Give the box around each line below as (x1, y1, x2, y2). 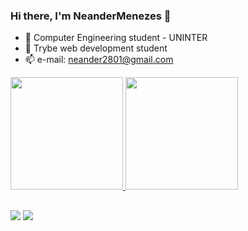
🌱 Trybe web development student (24, 42, 168, 54)
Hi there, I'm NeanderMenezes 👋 (10, 9, 172, 23)
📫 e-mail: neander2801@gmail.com (24, 54, 174, 66)
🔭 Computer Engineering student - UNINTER (24, 32, 208, 44)
